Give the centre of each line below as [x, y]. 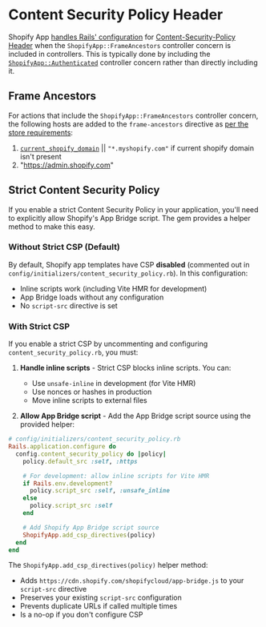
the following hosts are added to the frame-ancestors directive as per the [129, 124]
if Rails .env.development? [68, 483]
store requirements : [41, 132]
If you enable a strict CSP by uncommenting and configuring [108, 344]
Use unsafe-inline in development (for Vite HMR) [114, 384]
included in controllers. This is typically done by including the [109, 54]
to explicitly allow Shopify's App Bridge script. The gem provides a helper [129, 218]
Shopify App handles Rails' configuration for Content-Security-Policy [122, 37]
